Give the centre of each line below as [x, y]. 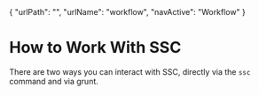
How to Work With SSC [95, 48]
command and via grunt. [54, 81]
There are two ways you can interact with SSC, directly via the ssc [130, 71]
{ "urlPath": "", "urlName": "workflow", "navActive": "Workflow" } [128, 12]
